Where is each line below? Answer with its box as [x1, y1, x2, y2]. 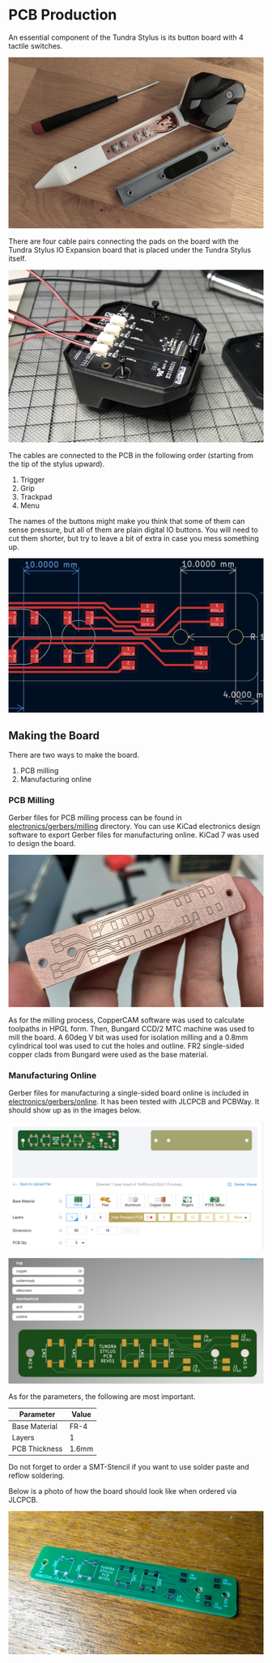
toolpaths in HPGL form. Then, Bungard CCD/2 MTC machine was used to [8, 1024, 255, 1034]
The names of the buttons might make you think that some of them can [8, 516, 245, 525]
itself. [8, 253, 27, 263]
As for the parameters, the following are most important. [8, 1391, 196, 1401]
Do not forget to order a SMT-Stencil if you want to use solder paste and [8, 1461, 249, 1471]
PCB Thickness [11, 1444, 63, 1454]
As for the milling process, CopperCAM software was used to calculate [8, 1015, 245, 1025]
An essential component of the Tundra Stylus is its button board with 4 [8, 32, 244, 42]
